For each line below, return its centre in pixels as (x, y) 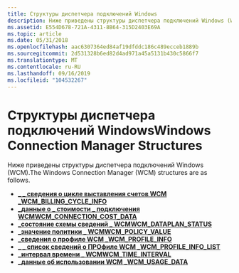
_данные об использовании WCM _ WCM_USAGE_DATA (103, 262)
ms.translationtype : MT (43, 60)
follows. (19, 180)
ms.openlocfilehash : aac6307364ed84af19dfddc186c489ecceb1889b (103, 47)
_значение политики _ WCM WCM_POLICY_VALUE (94, 232)
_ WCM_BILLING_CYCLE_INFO (62, 202)
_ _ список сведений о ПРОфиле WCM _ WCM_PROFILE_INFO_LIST (119, 247)
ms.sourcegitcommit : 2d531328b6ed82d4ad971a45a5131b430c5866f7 (103, 54)
